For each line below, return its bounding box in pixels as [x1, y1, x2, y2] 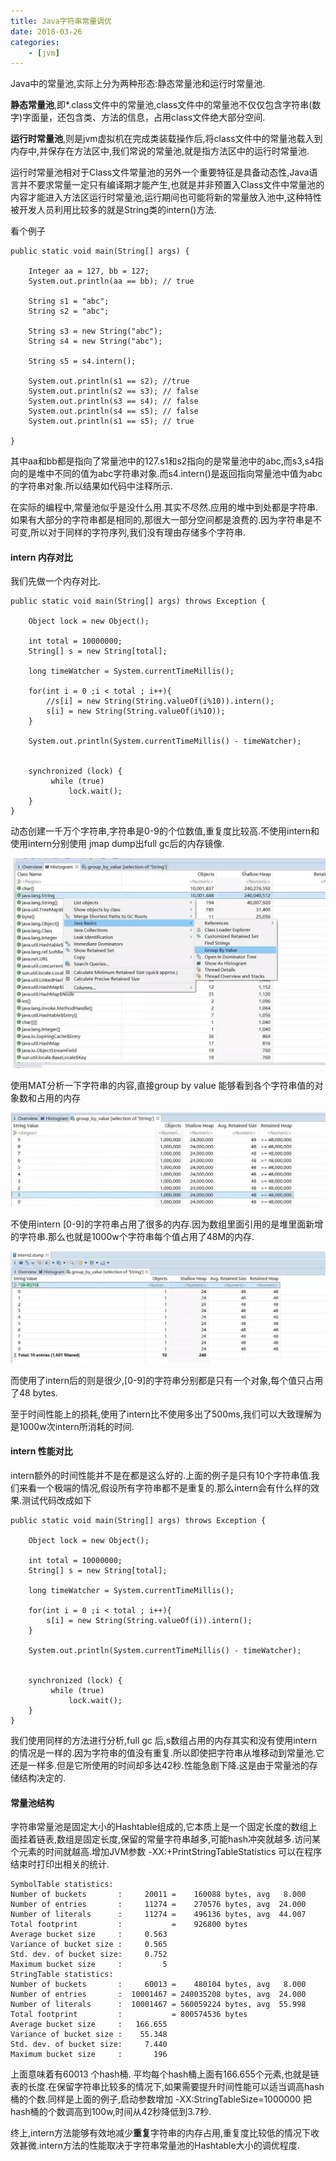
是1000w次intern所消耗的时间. [10, 1420, 135, 1432]
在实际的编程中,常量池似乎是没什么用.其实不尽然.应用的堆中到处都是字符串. [10, 501, 319, 514]
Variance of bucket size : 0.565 [10, 1940, 168, 1950]
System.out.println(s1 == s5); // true [28, 416, 195, 427]
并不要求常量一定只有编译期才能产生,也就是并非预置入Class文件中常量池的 [18, 179, 325, 191]
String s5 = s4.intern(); [28, 356, 137, 367]
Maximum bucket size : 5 [10, 1960, 168, 1970]
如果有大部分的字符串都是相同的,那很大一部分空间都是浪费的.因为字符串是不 [10, 514, 323, 526]
